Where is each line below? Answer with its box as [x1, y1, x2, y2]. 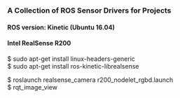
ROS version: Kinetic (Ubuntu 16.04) [7, 23, 116, 31]
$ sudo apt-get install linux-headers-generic [7, 55, 135, 63]
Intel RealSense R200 [7, 39, 71, 48]
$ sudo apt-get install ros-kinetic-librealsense [7, 62, 139, 70]
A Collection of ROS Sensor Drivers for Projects [7, 6, 172, 15]
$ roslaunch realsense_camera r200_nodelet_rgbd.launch [7, 76, 174, 84]
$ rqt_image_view [7, 83, 58, 91]
